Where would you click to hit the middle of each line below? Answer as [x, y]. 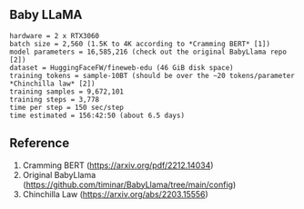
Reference [40, 143]
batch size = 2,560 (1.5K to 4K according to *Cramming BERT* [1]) [140, 44]
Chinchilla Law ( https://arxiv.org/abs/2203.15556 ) [116, 194]
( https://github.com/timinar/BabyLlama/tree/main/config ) [129, 184]
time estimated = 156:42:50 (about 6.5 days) [97, 115]
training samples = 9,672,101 [67, 91]
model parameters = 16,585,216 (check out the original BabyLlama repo [148, 52]
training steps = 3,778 [55, 99]
